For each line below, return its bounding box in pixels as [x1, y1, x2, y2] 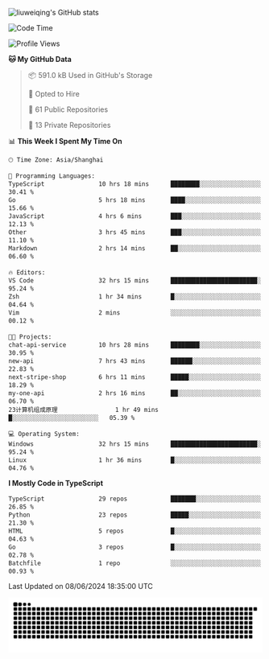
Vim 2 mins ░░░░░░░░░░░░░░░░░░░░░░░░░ [8, 309, 262, 317]
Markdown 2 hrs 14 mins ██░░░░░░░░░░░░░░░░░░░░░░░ [8, 245, 262, 253]
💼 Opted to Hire [27, 89, 81, 98]
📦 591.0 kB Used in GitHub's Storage [27, 71, 153, 80]
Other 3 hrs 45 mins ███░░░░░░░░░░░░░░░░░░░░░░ [8, 229, 262, 237]
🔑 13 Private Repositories [27, 121, 111, 130]
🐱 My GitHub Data [8, 55, 72, 64]
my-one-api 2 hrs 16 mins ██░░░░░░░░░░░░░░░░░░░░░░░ [8, 389, 262, 397]
